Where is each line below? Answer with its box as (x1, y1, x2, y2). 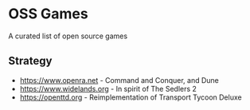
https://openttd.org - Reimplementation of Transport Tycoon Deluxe (19, 92, 242, 102)
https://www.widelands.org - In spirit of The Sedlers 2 (19, 84, 197, 93)
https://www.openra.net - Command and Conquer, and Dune (19, 75, 219, 84)
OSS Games (8, 5, 89, 23)
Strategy (8, 54, 53, 68)
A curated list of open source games (8, 31, 128, 41)
